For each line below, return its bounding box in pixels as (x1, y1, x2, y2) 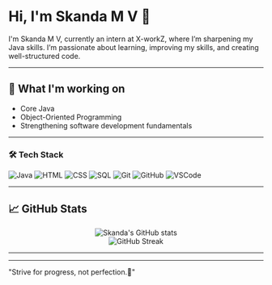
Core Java (19, 103, 55, 113)
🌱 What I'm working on (8, 82, 125, 96)
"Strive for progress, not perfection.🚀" (8, 266, 136, 277)
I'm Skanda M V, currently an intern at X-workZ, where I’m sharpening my (8, 34, 253, 44)
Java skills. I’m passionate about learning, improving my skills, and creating (8, 42, 259, 52)
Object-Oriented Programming (19, 112, 122, 122)
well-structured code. (8, 51, 81, 61)
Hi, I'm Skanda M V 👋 (8, 7, 151, 26)
